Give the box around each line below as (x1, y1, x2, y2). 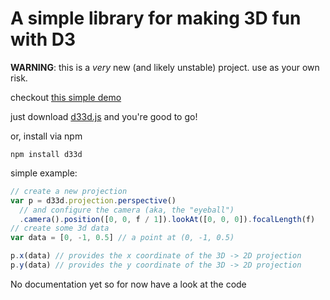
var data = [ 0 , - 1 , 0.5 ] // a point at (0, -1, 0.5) (10, 233, 235, 243)
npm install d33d (10, 149, 83, 159)
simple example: (10, 167, 78, 179)
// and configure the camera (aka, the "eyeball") (19, 205, 235, 215)
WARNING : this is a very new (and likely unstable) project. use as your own (10, 61, 320, 73)
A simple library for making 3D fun (10, 7, 302, 30)
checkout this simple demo (10, 91, 122, 103)
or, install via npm (10, 130, 83, 142)
